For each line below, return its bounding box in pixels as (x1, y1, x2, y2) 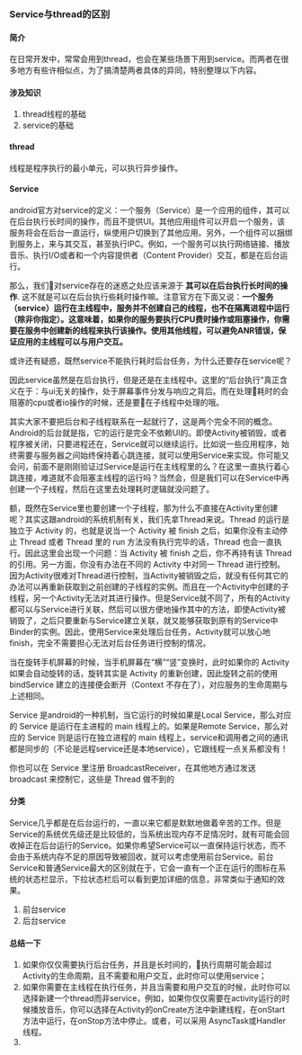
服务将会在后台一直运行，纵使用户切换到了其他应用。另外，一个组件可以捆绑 (9, 227, 293, 237)
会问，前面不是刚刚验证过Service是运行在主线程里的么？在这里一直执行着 (9, 460, 282, 471)
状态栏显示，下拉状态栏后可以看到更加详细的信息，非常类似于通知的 (24, 873, 277, 884)
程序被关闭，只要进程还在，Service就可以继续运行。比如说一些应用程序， (9, 438, 282, 449)
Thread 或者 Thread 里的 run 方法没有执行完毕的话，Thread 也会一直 (19, 536, 274, 547)
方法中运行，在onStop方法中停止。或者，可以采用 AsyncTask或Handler (22, 1015, 286, 1026)
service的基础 (22, 120, 75, 131)
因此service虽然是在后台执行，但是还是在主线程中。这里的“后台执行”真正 (9, 374, 280, 385)
